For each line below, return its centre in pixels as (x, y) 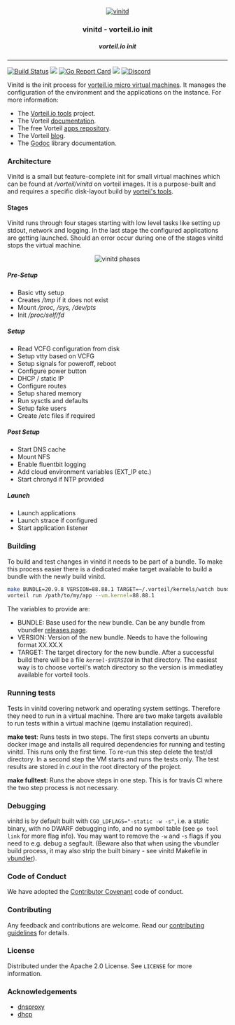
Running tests (31, 693)
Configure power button (52, 371)
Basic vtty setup (41, 293)
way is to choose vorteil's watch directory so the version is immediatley (120, 667)
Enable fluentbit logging (51, 464)
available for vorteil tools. (54, 675)
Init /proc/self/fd (41, 315)
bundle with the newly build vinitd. (57, 576)
